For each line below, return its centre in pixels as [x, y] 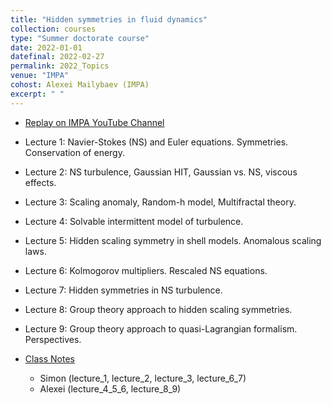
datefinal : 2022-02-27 [57, 57]
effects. [40, 182]
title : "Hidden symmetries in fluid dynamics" [109, 19]
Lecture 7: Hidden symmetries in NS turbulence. [123, 290]
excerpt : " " [37, 94]
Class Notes [49, 358]
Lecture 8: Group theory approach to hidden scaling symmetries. [158, 309]
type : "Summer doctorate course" [80, 38]
